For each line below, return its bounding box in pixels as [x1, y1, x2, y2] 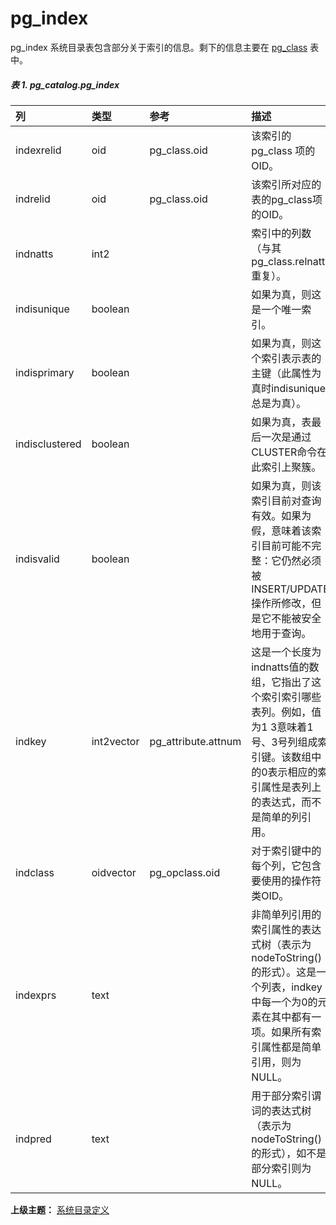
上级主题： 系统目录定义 [10, 1203, 110, 1216]
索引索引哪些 [261, 690, 322, 704]
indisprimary [15, 365, 75, 379]
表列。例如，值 [251, 705, 322, 719]
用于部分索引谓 [251, 1088, 322, 1102]
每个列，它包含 [251, 858, 322, 872]
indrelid [15, 192, 51, 206]
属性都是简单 [261, 1040, 322, 1054]
